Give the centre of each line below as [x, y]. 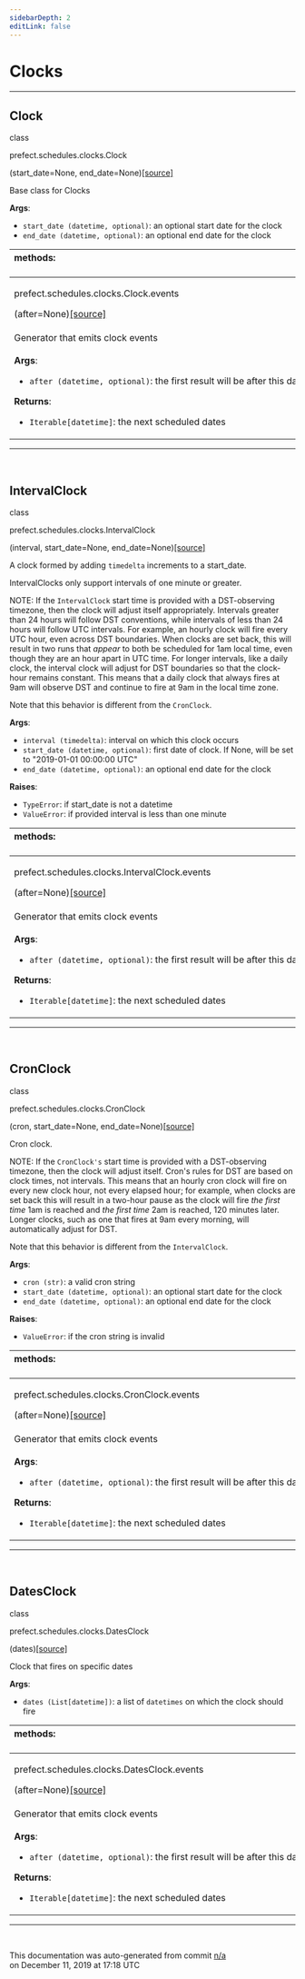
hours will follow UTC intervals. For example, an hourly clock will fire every [149, 630]
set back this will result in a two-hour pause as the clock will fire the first [145, 1199]
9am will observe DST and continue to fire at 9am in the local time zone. [144, 688]
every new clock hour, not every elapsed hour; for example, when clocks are [152, 1190]
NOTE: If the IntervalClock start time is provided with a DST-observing [142, 601]
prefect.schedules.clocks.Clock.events [97, 293]
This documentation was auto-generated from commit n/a [118, 1955]
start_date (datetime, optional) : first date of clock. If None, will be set [157, 750]
